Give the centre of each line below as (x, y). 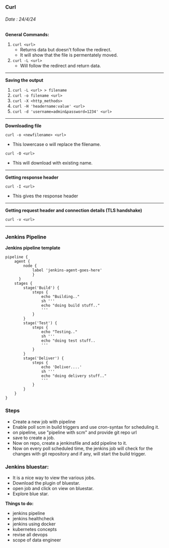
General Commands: (27, 35)
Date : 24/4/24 (21, 19)
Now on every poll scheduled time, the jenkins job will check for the (82, 448)
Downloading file (23, 126)
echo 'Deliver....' (61, 367)
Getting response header (32, 178)
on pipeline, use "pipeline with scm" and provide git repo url (75, 432)
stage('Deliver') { (44, 358)
